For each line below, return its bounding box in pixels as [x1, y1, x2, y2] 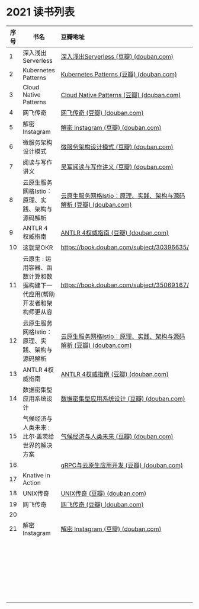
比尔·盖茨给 [23, 432, 54, 440]
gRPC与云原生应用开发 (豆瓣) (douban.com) [60, 461, 184, 469]
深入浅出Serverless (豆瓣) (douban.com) [60, 52, 174, 60]
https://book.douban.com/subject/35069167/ [60, 281, 190, 289]
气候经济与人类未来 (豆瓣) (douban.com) [60, 432, 174, 440]
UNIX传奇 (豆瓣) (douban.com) [60, 489, 147, 498]
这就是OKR [23, 243, 53, 252]
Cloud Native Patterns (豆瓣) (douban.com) [60, 91, 181, 99]
